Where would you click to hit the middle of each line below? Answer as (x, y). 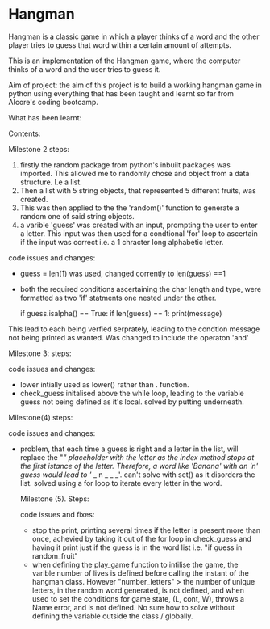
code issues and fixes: (57, 514)
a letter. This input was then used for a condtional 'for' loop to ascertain (139, 233)
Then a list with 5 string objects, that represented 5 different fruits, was (138, 190)
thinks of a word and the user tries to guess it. (85, 69)
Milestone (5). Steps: (55, 499)
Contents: (25, 133)
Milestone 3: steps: (40, 353)
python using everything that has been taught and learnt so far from (121, 93)
